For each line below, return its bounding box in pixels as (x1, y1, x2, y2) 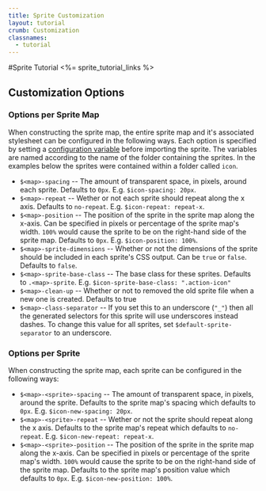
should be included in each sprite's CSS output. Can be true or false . (19, 252, 247, 261)
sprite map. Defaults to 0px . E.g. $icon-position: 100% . (19, 235, 198, 245)
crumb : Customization (8, 26, 80, 34)
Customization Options (8, 86, 125, 99)
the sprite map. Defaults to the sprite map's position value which (19, 465, 230, 475)
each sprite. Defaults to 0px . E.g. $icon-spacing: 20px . (19, 185, 196, 194)
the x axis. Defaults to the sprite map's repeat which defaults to (19, 423, 227, 432)
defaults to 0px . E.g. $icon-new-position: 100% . (19, 474, 173, 483)
